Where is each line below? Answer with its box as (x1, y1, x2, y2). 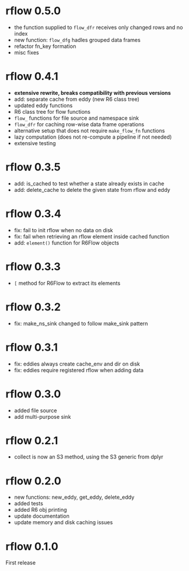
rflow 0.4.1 (5, 70, 58, 84)
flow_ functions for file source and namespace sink (14, 114, 139, 121)
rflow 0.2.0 (5, 474, 61, 487)
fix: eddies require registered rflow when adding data (14, 366, 144, 374)
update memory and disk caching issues (14, 519, 113, 526)
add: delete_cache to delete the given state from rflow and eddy (14, 186, 171, 193)
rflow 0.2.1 (5, 434, 58, 447)
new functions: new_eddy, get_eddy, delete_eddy (14, 493, 135, 501)
